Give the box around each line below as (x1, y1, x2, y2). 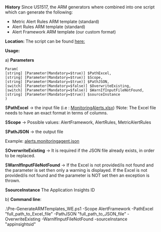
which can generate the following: (5, 9, 73, 15)
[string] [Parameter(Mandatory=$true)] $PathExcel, (5, 71, 112, 76)
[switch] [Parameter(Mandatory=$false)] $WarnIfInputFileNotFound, (5, 88, 145, 93)
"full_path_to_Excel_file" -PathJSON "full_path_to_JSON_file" (5, 211, 127, 216)
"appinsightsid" (5, 221, 36, 227)
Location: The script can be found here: (5, 38, 85, 44)
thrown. (5, 178, 20, 183)
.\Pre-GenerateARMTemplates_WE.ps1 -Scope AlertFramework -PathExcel (5, 206, 154, 212)
